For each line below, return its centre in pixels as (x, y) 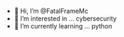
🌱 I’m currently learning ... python (63, 26)
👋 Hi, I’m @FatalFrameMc (51, 11)
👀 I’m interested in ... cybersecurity (65, 18)
